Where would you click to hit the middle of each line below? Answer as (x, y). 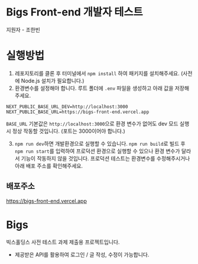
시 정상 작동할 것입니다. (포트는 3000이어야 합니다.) (66, 131)
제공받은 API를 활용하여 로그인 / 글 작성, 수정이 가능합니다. (82, 255)
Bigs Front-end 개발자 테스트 (74, 12)
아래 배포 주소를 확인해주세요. (49, 166)
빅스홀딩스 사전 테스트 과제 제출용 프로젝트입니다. (63, 242)
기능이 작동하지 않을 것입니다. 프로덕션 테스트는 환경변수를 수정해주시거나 (106, 158)
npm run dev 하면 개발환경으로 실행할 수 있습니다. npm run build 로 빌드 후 (100, 143)
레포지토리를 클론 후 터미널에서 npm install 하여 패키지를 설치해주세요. (97, 73)
